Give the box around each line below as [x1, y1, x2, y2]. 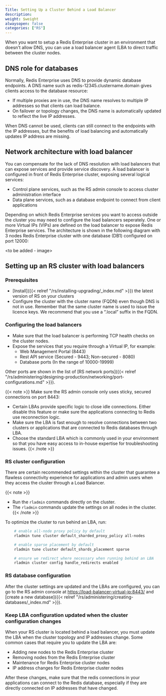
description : [5, 12, 32, 17]
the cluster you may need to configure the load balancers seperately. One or [5, 216, 161, 223]
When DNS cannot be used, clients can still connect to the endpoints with [5, 122, 156, 129]
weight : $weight [5, 16, 39, 21]
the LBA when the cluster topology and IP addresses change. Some [5, 634, 143, 640]
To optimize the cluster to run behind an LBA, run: [5, 519, 107, 525]
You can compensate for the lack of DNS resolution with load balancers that [5, 161, 160, 166]
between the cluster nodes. [5, 50, 61, 56]
